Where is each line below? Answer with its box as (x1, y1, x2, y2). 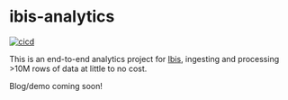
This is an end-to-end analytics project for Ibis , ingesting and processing (9, 53, 280, 64)
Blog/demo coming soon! (9, 80, 103, 91)
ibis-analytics (9, 6, 115, 27)
